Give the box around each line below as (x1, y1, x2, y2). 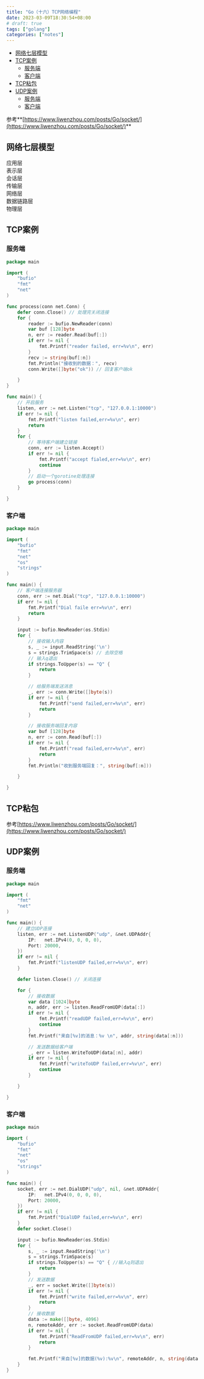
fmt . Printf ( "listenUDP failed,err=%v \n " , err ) (28, 960, 149, 966)
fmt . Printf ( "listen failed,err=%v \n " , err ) (28, 416, 140, 422)
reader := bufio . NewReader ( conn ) (28, 320, 113, 327)
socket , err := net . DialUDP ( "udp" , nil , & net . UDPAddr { (17, 1186, 160, 1192)
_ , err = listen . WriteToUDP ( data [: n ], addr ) (28, 1050, 143, 1056)
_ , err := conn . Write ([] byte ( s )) (28, 689, 113, 696)
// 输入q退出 (28, 655, 58, 661)
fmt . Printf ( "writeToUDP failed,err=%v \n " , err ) (38, 1061, 163, 1067)
